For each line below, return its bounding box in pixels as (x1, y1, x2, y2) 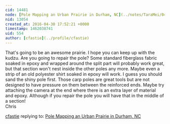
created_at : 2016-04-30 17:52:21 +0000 (5, 21, 90, 27)
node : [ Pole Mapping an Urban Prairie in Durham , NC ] (5, 12, 121, 17)
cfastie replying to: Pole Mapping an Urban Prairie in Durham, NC (5, 113, 141, 119)
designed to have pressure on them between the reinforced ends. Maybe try (5, 81, 164, 88)
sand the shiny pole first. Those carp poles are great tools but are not (5, 76, 150, 82)
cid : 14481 (5, 7, 28, 13)
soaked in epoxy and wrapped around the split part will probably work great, (5, 60, 164, 66)
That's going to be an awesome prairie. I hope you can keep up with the (5, 49, 155, 56)
